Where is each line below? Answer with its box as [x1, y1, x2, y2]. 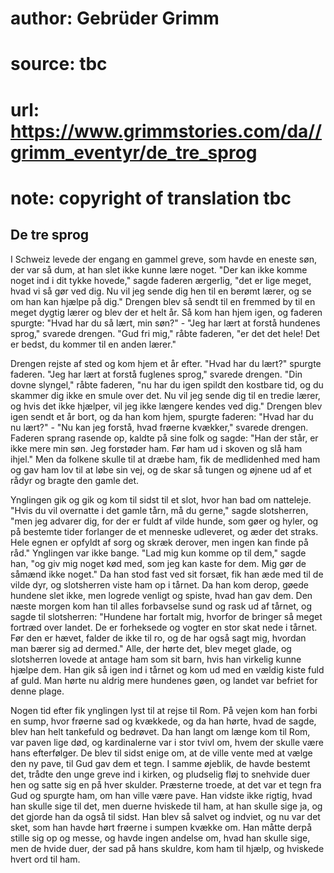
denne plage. [10, 685, 65, 697]
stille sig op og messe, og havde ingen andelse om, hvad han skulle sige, [10, 832, 311, 844]
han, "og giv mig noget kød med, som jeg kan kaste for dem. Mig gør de [10, 557, 307, 569]
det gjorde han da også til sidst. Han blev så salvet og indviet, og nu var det [10, 810, 321, 822]
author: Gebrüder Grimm [10, 7, 220, 30]
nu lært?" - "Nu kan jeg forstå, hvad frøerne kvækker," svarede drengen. [10, 421, 309, 433]
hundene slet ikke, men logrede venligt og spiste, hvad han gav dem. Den [10, 589, 313, 601]
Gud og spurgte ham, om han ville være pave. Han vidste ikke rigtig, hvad [10, 789, 313, 801]
